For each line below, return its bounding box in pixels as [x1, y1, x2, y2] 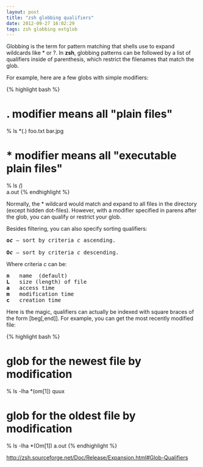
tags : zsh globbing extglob [6, 26, 78, 32]
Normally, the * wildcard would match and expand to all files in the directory [6, 200, 197, 208]
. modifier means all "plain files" [6, 107, 173, 121]
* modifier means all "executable [6, 149, 177, 162]
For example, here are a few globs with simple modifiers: [6, 74, 149, 81]
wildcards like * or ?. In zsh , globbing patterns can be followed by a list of [6, 49, 191, 57]
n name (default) [6, 272, 68, 280]
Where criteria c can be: [6, 261, 67, 268]
